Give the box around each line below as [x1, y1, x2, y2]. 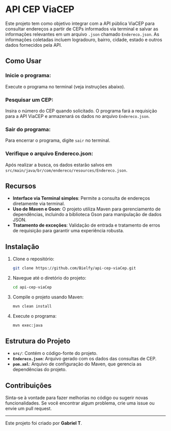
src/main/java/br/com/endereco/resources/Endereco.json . [5, 167, 128, 173]
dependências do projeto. [12, 366, 67, 373]
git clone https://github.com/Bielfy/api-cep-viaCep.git [12, 266, 136, 271]
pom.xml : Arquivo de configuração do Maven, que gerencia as [12, 361, 141, 367]
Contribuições [5, 381, 52, 390]
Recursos [5, 181, 37, 190]
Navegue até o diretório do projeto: [12, 275, 87, 281]
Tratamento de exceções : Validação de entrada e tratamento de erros [12, 222, 160, 228]
